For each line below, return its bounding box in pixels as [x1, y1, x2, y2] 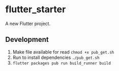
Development [5, 35, 49, 44]
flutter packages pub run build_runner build [12, 60, 111, 66]
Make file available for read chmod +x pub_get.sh [12, 49, 114, 55]
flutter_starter [5, 4, 66, 15]
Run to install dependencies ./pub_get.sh [12, 54, 100, 60]
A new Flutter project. [5, 20, 51, 27]
